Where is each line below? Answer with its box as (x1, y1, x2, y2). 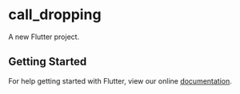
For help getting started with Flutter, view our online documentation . (8, 76, 232, 85)
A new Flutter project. (8, 32, 80, 41)
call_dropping (8, 6, 102, 24)
